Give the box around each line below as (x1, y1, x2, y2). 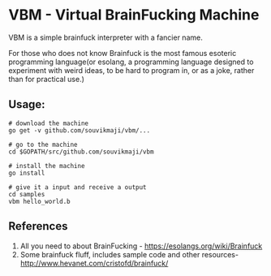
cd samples (8, 190, 45, 198)
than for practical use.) (8, 74, 85, 84)
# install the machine (8, 162, 85, 170)
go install (8, 169, 45, 177)
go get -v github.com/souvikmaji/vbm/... (8, 126, 151, 135)
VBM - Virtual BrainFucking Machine (8, 6, 260, 24)
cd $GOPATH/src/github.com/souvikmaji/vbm (8, 148, 154, 156)
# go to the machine (8, 140, 79, 149)
